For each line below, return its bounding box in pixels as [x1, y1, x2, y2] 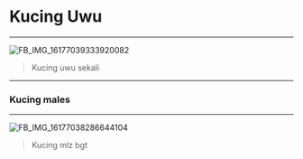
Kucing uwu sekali [31, 61, 100, 73]
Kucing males [9, 93, 70, 106]
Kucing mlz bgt [31, 140, 88, 151]
